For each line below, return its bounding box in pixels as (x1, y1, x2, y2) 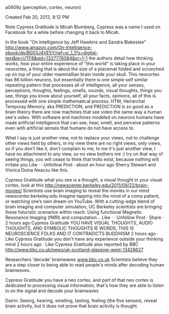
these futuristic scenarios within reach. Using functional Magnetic (5, 209, 142, 215)
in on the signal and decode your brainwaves (5, 288, 99, 294)
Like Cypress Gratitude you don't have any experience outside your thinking (5, 236, 163, 242)
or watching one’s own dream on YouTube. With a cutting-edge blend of (5, 198, 155, 204)
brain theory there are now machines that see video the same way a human (5, 109, 162, 115)
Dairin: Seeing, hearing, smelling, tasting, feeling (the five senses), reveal (5, 298, 157, 303)
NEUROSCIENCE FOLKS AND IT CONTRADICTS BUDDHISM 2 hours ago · (5, 231, 159, 237)
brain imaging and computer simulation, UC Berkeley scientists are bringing (5, 204, 162, 209)
